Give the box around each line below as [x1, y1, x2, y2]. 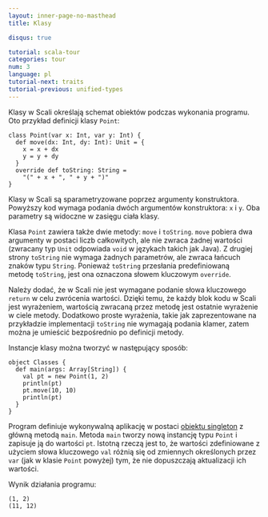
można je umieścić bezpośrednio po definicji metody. [8, 327, 184, 337]
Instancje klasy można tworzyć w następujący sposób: [8, 343, 188, 352]
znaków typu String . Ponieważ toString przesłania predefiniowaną [8, 261, 230, 271]
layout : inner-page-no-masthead [8, 11, 116, 20]
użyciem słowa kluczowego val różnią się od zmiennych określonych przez [8, 447, 257, 456]
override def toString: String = [15, 166, 127, 174]
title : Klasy [8, 19, 52, 27]
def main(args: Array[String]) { [15, 365, 127, 373]
